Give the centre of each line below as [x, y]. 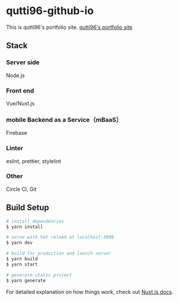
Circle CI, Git [21, 189]
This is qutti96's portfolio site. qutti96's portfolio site [70, 27]
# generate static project [39, 275]
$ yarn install [25, 227]
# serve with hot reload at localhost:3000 [60, 237]
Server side [23, 62]
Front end [20, 91]
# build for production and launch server [59, 254]
